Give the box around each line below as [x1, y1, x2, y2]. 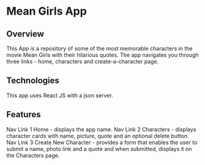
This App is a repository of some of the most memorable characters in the [6, 45, 193, 52]
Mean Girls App [6, 4, 87, 18]
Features [6, 109, 41, 120]
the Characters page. [6, 152, 60, 159]
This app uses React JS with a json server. [6, 92, 113, 99]
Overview [6, 29, 45, 39]
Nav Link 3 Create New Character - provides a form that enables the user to [6, 139, 198, 146]
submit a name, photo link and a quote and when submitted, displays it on [6, 145, 192, 152]
